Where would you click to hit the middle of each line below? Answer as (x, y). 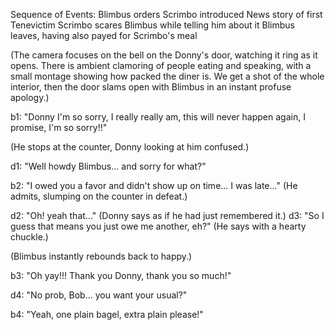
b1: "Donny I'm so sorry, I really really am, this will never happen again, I (158, 117)
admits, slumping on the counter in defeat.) (99, 196)
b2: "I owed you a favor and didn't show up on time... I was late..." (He (154, 185)
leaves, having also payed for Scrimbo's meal (104, 35)
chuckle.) (29, 237)
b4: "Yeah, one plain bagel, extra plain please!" (107, 314)
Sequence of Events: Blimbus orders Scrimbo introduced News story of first (166, 14)
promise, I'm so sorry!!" (59, 127)
